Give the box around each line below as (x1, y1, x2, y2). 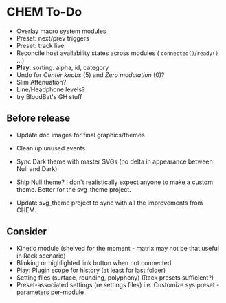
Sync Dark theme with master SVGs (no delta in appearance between (16, 157, 214, 166)
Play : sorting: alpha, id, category (16, 63, 109, 71)
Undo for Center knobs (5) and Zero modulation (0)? (16, 70, 166, 79)
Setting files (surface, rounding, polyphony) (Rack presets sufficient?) (16, 273, 214, 282)
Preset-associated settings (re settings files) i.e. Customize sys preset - (16, 280, 220, 289)
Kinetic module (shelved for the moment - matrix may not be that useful (16, 244, 219, 252)
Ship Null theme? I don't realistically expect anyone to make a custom (16, 178, 214, 186)
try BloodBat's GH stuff (16, 92, 82, 100)
